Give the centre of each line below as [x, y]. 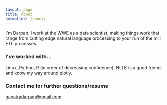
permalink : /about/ [26, 19]
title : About [19, 14]
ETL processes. [21, 44]
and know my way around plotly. [39, 73]
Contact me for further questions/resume [57, 86]
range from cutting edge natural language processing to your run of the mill [83, 38]
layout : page [19, 10]
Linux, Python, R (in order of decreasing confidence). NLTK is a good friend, [84, 67]
